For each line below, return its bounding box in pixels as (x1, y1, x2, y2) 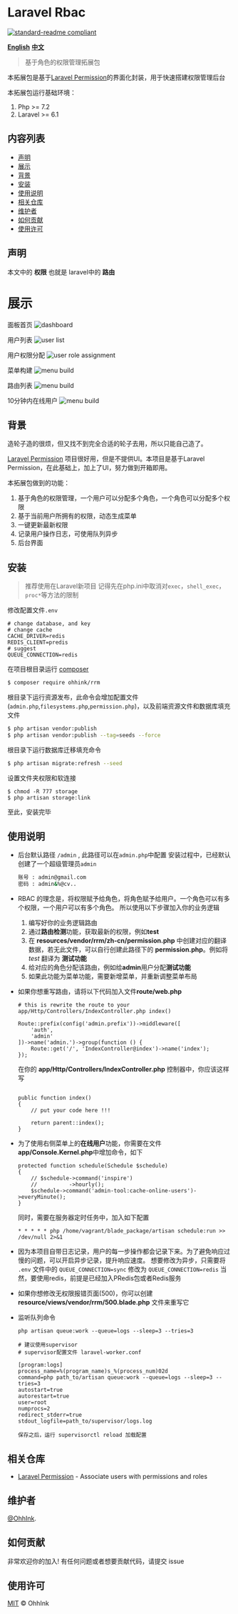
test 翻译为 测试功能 (28, 955, 87, 963)
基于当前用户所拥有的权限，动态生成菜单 (17, 512, 137, 520)
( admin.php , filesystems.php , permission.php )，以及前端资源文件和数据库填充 (7, 702, 231, 710)
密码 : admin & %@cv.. (17, 880, 77, 888)
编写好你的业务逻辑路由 (28, 919, 98, 927)
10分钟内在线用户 (7, 396, 58, 404)
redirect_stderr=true (17, 1412, 82, 1419)
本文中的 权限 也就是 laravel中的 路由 (7, 267, 115, 276)
